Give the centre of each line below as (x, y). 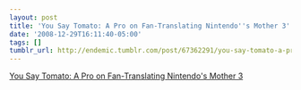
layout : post (34, 17)
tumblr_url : (31, 51)
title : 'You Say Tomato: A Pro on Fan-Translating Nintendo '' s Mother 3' (150, 26)
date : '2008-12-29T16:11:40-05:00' (76, 34)
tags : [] (26, 42)
